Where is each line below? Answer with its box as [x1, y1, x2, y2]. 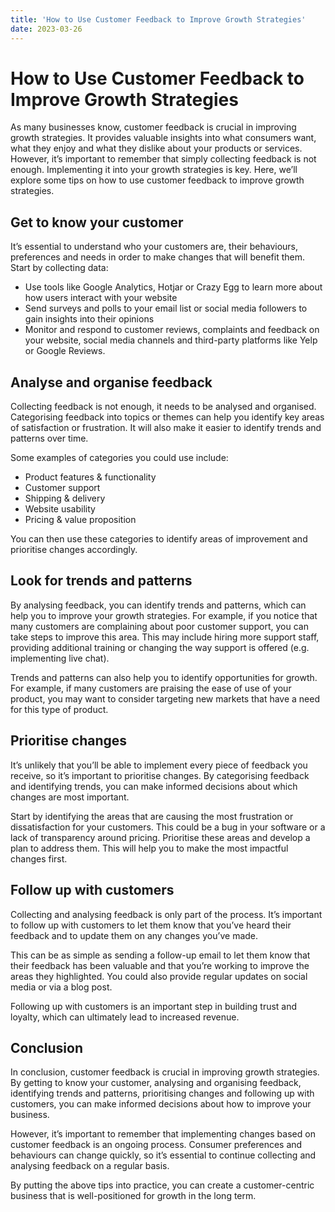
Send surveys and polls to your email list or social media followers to [24, 302, 308, 315]
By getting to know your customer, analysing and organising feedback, [10, 1077, 302, 1089]
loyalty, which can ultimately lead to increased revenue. [10, 1011, 240, 1023]
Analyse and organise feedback [10, 374, 213, 391]
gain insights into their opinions [24, 313, 155, 325]
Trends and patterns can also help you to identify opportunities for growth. [10, 671, 318, 683]
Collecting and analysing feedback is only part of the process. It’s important [10, 908, 323, 920]
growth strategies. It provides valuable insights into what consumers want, [10, 132, 317, 144]
